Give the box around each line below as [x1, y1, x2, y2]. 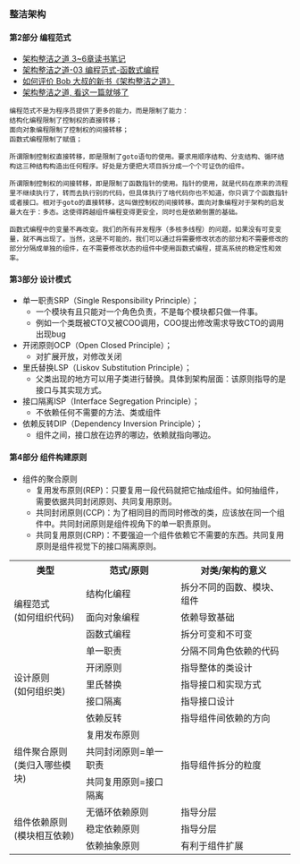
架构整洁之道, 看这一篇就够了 [21, 87, 129, 98]
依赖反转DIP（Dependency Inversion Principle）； [21, 418, 204, 429]
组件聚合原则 [13, 745, 69, 757]
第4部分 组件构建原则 [9, 451, 87, 462]
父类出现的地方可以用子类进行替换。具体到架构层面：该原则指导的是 [35, 373, 287, 384]
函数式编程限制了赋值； [9, 135, 83, 144]
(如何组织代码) [13, 611, 75, 623]
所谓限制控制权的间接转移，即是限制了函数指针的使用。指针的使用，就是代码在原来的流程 [9, 179, 288, 189]
